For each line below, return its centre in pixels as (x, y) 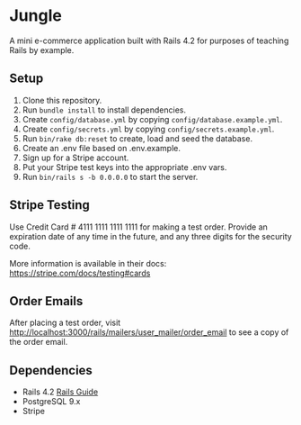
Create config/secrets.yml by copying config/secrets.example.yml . (148, 129)
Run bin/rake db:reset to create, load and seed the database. (137, 138)
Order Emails (46, 301)
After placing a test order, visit (65, 323)
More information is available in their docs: (88, 263)
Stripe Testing (49, 205)
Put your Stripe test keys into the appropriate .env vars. (124, 167)
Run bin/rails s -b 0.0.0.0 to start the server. (110, 176)
